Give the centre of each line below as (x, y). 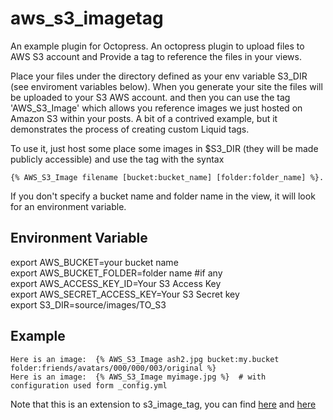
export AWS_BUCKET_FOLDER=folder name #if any (116, 273)
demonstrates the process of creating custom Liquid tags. (130, 129)
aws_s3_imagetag (87, 18)
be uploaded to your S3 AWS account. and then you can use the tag (150, 97)
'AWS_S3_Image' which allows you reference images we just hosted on (156, 108)
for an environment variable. (68, 206)
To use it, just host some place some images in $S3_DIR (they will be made (164, 148)
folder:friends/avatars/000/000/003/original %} (113, 368)
